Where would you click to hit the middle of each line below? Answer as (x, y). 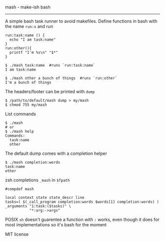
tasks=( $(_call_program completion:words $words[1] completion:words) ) (82, 202)
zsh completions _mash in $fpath (38, 180)
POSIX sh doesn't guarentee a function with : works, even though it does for (82, 219)
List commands (21, 114)
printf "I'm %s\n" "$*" (34, 52)
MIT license (17, 234)
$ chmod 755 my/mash (26, 105)
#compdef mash (20, 189)
